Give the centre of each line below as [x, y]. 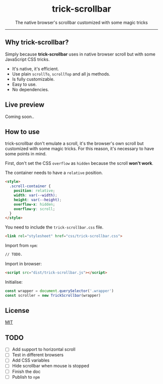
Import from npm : [21, 246]
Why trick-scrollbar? [37, 42]
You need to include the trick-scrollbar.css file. [54, 227]
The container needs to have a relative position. [54, 173]
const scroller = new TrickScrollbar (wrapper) [53, 295]
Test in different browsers [38, 355]
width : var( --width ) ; [35, 195]
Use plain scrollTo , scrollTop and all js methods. [61, 74]
